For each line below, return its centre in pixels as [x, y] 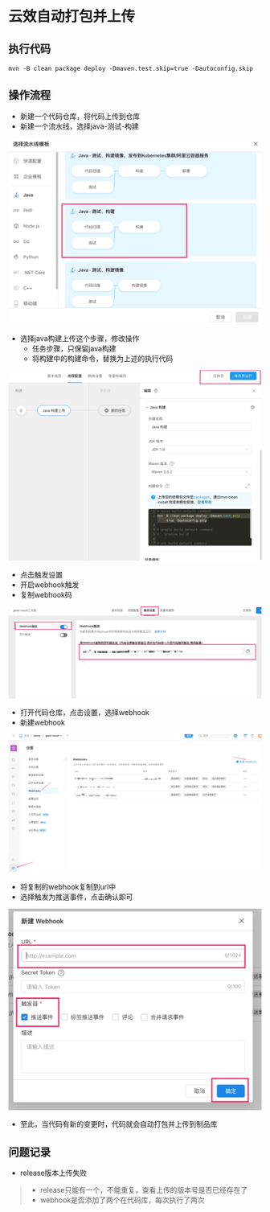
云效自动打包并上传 [72, 16]
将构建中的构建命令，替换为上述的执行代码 [102, 359]
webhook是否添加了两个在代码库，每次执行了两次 [122, 1200]
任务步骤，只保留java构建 [74, 349]
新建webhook [43, 722]
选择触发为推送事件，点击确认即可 [76, 897]
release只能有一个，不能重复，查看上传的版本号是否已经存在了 [143, 1190]
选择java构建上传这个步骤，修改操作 [80, 339]
